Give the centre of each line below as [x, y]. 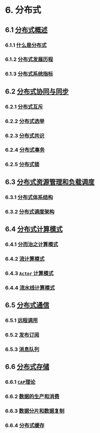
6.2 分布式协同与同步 [37, 91]
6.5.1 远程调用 [21, 320]
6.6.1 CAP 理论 [20, 382]
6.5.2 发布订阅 [22, 334]
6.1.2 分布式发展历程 [29, 60]
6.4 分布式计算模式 [34, 229]
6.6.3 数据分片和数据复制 [35, 411]
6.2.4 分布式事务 [25, 150]
